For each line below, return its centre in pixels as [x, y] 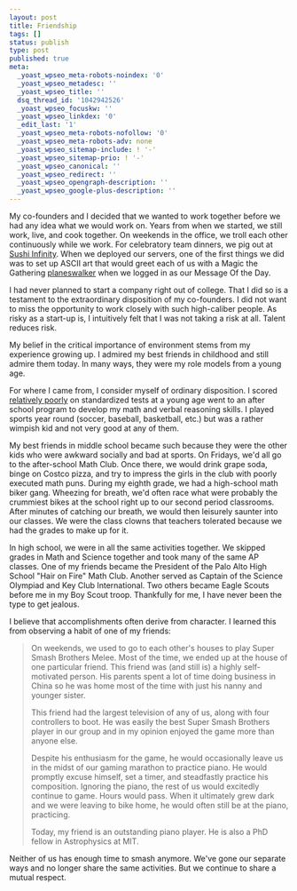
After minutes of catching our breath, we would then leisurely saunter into [144, 511]
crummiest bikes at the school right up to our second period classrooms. [142, 502]
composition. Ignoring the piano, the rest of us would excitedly [145, 786]
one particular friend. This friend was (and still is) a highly [136, 667]
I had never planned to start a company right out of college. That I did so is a [149, 290]
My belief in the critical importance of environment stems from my [130, 345]
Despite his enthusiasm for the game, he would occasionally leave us [157, 758]
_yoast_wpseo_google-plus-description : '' [97, 191]
